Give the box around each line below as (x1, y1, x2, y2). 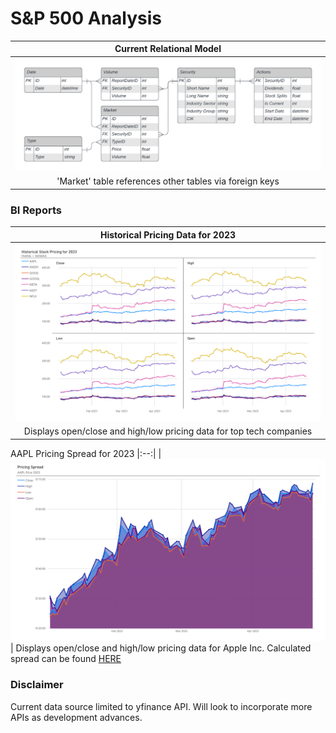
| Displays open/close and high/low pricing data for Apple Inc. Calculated (10, 642, 312, 654)
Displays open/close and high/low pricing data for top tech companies (23, 425, 313, 437)
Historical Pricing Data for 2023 (99, 228, 237, 241)
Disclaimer (10, 678, 64, 692)
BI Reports (10, 203, 62, 217)
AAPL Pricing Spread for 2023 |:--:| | (10, 447, 162, 459)
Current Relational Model (114, 43, 222, 55)
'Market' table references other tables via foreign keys (56, 175, 280, 187)
